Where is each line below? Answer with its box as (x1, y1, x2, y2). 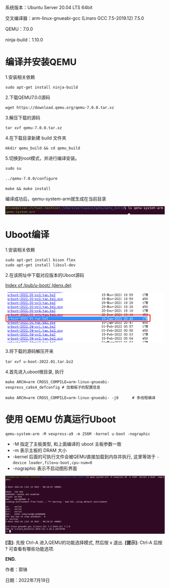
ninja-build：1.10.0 (5, 37, 44, 43)
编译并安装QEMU (5, 56, 77, 68)
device (12, 460, 27, 465)
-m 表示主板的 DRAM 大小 (12, 448, 67, 454)
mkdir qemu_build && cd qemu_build (5, 145, 80, 151)
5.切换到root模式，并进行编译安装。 (5, 155, 80, 161)
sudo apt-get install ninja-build (5, 85, 78, 90)
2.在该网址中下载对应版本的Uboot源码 (5, 272, 84, 278)
